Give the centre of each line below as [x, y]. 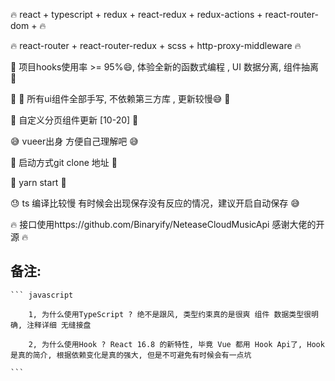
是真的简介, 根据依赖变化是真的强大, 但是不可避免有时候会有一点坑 [131, 355]
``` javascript [42, 295]
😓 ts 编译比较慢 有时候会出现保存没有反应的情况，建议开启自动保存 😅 [155, 203]
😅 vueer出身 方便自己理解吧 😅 [74, 141]
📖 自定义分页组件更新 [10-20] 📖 [74, 120]
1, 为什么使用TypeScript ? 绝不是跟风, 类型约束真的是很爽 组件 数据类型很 [170, 314]
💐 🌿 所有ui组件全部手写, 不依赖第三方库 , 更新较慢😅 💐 [120, 98]
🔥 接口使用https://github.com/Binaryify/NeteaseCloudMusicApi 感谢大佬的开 [167, 224]
